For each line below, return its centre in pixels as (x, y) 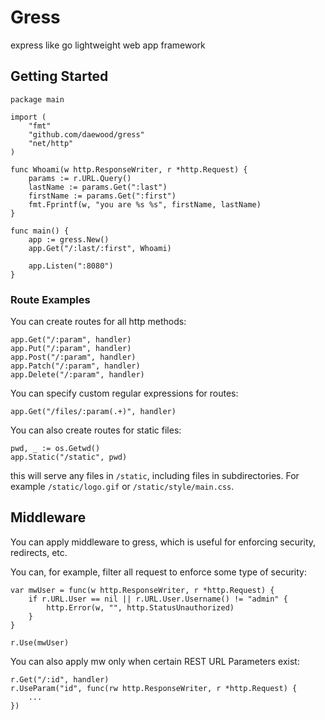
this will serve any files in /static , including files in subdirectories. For (155, 476)
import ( (28, 117)
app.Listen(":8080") (71, 266)
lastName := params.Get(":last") (98, 187)
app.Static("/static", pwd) (69, 457)
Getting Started (59, 76)
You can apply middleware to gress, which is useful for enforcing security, (163, 542)
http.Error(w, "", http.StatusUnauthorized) (140, 607)
